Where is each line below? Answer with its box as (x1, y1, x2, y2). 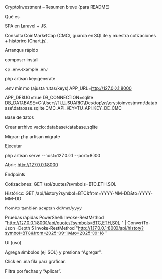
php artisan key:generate (5, 76, 56, 81)
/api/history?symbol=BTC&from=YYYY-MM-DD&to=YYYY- (35, 190, 153, 196)
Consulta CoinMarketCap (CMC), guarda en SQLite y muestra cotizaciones (5, 33, 156, 38)
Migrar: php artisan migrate (5, 134, 60, 139)
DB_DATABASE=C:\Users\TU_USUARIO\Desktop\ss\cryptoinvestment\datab (5, 100, 158, 106)
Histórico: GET (5, 190, 35, 196)
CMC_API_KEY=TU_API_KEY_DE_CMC (46, 105, 122, 111)
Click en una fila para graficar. (5, 259, 66, 264)
